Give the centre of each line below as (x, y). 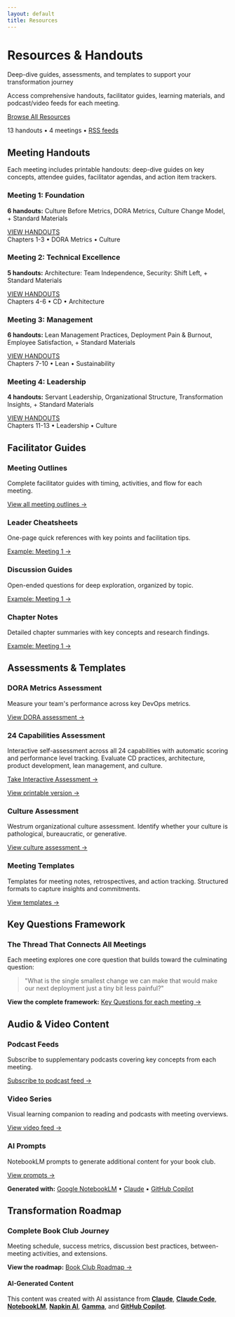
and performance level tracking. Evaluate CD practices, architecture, (106, 758)
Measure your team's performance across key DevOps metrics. (99, 703)
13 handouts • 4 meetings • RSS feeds (63, 130)
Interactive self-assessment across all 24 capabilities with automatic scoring (118, 751)
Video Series (30, 1099)
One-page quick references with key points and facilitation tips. (99, 538)
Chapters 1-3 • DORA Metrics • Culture (64, 239)
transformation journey (40, 82)
